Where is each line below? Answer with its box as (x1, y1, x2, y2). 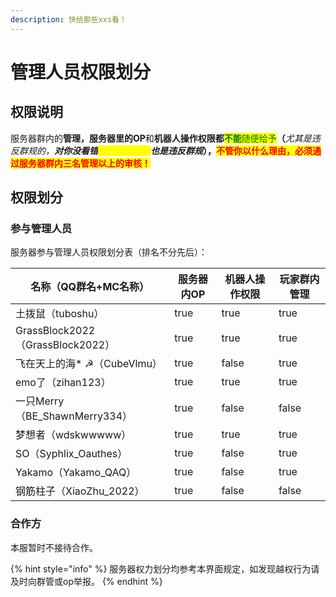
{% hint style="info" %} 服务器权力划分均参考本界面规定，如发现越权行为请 (10, 562, 320, 575)
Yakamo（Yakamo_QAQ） (15, 466, 137, 480)
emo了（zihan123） (15, 376, 112, 390)
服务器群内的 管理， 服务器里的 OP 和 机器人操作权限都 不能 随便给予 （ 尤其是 (10, 132, 312, 144)
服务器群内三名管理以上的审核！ (18, 157, 151, 169)
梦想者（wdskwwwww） (15, 428, 132, 442)
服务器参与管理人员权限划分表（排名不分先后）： (10, 246, 208, 258)
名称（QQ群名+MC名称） (30, 280, 150, 294)
